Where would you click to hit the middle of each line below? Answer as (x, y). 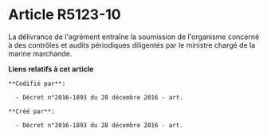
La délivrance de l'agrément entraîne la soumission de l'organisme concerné (134, 37)
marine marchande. (40, 53)
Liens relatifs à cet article (51, 68)
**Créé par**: (32, 111)
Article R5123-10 (65, 15)
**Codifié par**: (37, 84)
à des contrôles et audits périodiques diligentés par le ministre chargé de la (132, 45)
